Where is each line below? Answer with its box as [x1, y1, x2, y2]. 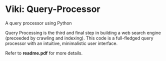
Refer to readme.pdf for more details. [5, 50, 83, 56]
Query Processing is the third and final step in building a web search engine [5, 29, 161, 35]
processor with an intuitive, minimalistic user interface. [5, 40, 118, 46]
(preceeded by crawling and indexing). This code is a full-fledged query [5, 35, 153, 41]
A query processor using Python [5, 20, 72, 26]
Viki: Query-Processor [5, 3, 100, 15]
